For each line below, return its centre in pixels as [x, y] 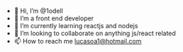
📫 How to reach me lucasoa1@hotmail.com [78, 41]
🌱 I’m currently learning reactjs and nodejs [76, 26]
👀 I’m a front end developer [54, 18]
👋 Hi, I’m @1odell [39, 11]
